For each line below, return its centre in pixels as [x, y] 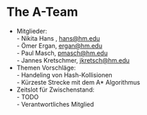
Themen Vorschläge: [46, 67]
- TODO [28, 96]
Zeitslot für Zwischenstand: [55, 90]
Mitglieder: [32, 31]
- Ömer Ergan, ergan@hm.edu [59, 45]
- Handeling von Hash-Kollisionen [64, 75]
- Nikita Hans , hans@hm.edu [58, 38]
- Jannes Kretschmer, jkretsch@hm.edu [73, 60]
